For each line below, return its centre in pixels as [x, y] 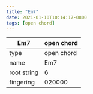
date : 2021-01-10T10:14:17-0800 [46, 17]
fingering [22, 83]
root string [24, 72]
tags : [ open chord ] [31, 23]
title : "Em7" [22, 12]
